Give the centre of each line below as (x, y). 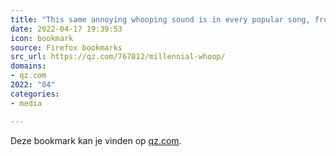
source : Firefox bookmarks (66, 47)
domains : (28, 66)
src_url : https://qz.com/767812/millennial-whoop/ (118, 57)
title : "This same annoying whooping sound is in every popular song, (160, 19)
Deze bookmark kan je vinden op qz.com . (96, 140)
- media (26, 103)
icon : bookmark (42, 38)
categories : (35, 94)
